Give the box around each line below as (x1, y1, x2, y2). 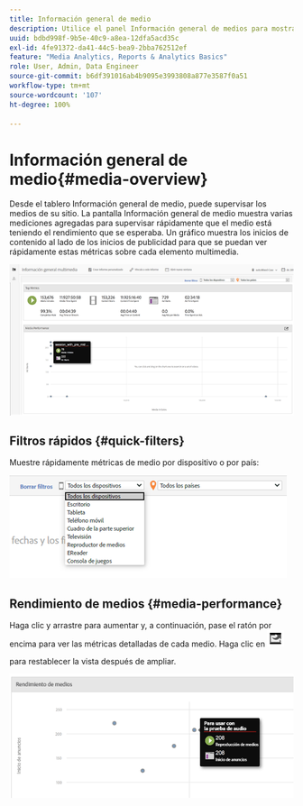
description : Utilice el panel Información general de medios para (9, 23, 269, 33)
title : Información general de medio (9, 14, 151, 23)
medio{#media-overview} (9, 169, 208, 189)
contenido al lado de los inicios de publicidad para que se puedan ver (9, 237, 268, 248)
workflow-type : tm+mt (9, 81, 91, 90)
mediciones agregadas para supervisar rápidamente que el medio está (9, 217, 272, 229)
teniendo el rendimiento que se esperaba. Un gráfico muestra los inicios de (9, 227, 289, 238)
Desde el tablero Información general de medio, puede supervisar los (9, 198, 268, 209)
